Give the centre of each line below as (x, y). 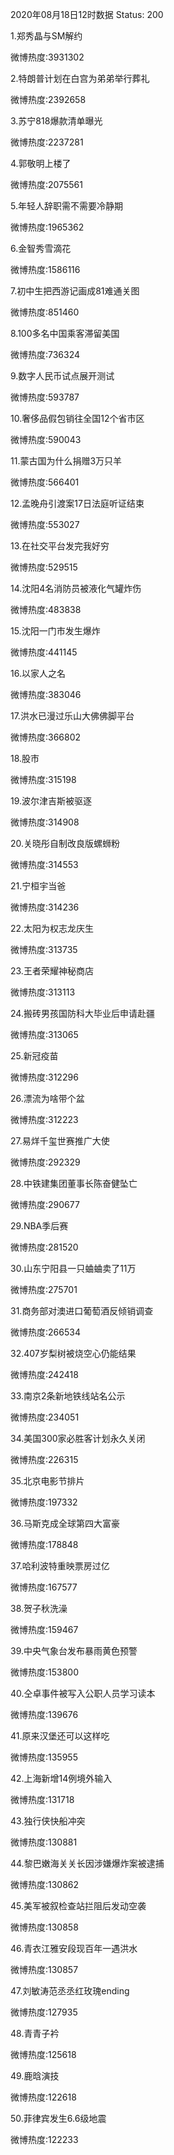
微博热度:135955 (44, 1757)
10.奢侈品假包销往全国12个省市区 (77, 418)
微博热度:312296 (44, 1077)
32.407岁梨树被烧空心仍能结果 (73, 1353)
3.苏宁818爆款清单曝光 (56, 121)
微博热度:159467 (44, 1629)
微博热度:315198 (43, 779)
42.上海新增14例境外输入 (61, 1778)
